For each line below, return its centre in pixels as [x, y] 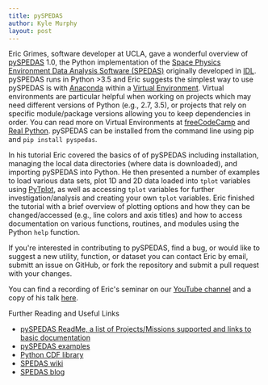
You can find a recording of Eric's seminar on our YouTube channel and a [130, 289]
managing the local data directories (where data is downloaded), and [123, 164]
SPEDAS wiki [42, 363]
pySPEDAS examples [55, 346]
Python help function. [44, 232]
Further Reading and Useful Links [64, 314]
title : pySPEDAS [36, 16]
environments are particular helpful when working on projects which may [130, 97]
